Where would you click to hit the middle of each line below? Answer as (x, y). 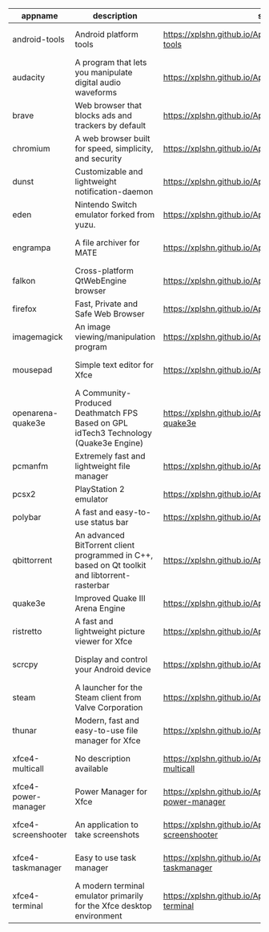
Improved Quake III (110, 598)
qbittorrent (32, 560)
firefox (25, 309)
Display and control (111, 659)
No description (102, 759)
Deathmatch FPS (106, 413)
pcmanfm (30, 466)
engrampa (32, 248)
